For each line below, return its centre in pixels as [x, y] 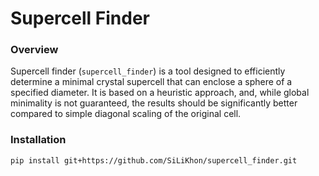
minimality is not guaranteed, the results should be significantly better [154, 103]
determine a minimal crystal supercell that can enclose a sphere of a [151, 82]
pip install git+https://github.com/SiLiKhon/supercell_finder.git [154, 160]
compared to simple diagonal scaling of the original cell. [126, 114]
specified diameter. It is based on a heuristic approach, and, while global [160, 93]
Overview [34, 50]
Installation [38, 140]
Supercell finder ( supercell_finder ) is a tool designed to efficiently [148, 71]
